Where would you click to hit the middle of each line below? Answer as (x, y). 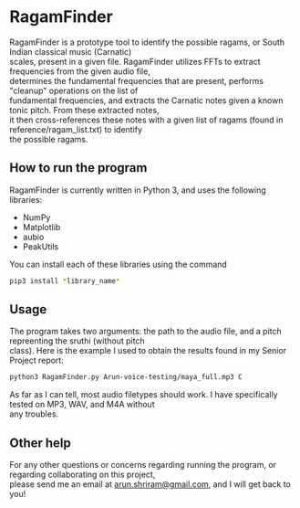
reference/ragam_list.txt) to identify (76, 129)
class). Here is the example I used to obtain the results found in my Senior (148, 351)
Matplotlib (41, 227)
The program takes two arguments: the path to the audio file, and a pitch (146, 332)
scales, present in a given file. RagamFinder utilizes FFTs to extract (135, 61)
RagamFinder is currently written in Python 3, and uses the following (138, 190)
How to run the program (78, 168)
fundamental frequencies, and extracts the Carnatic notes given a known (146, 100)
